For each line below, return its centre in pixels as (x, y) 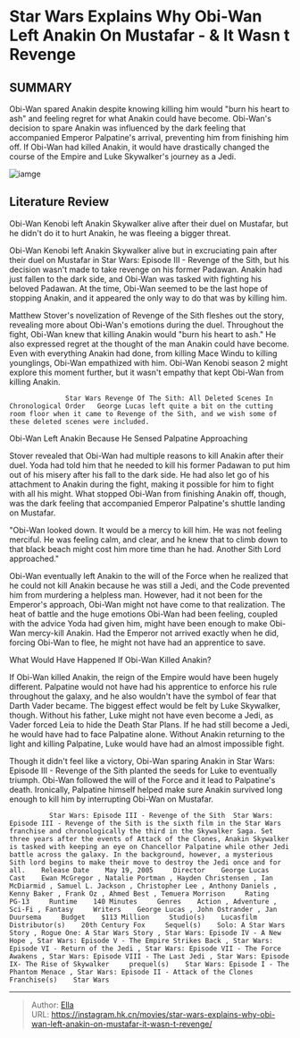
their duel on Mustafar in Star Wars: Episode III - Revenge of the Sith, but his (150, 259)
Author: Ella (52, 1005)
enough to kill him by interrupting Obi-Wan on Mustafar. (112, 799)
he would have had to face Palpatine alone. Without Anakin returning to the (147, 734)
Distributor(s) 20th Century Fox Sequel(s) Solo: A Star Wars (147, 925)
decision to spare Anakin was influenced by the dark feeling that (128, 128)
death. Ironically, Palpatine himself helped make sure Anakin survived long (146, 789)
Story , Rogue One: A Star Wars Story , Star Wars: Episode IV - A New (145, 932)
